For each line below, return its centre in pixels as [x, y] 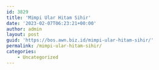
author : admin [24, 29]
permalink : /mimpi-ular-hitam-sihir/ [54, 46]
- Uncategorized [38, 57]
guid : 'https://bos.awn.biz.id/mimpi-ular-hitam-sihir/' [80, 40]
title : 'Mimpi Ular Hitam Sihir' [49, 18]
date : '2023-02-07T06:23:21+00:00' [51, 23]
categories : [21, 52]
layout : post [23, 35]
